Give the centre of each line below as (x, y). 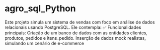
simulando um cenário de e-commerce (44, 43)
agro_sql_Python (40, 9)
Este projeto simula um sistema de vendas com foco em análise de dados (80, 22)
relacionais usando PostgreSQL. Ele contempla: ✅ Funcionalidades (73, 27)
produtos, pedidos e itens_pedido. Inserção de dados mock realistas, (75, 38)
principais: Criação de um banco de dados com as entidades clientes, (76, 33)
